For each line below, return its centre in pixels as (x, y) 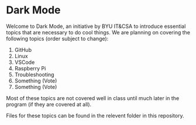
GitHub (23, 49)
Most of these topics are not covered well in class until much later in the (93, 98)
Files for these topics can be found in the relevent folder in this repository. (95, 115)
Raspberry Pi (30, 68)
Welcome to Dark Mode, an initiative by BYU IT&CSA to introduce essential (96, 26)
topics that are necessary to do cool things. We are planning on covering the (98, 32)
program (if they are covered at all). (49, 104)
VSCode (25, 62)
